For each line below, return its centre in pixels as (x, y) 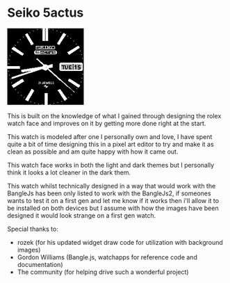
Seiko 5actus (46, 13)
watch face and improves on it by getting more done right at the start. (107, 123)
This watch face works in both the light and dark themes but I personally (111, 165)
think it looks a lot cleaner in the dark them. (69, 172)
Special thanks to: (33, 229)
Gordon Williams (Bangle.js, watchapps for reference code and (107, 257)
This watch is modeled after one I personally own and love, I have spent (110, 136)
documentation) (40, 264)
